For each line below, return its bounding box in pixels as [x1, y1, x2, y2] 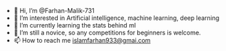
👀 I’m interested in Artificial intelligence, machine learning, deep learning [13, 14, 220, 22]
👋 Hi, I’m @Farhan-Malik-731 [13, 7, 95, 14]
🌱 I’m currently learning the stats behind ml [13, 21, 136, 29]
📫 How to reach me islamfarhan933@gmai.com [13, 37, 151, 44]
